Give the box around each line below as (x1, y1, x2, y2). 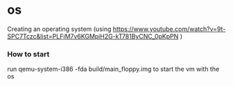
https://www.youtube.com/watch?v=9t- (112, 25, 226, 33)
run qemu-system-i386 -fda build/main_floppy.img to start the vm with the (7, 65, 220, 74)
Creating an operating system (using (7, 25, 112, 33)
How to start (7, 49, 50, 58)
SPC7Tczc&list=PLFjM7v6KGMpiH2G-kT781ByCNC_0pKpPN (7, 32, 179, 40)
